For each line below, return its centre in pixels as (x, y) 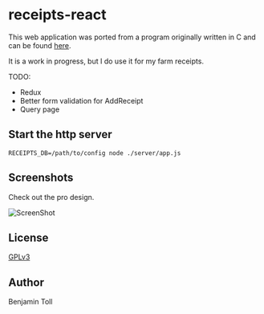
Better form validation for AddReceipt (81, 100)
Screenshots (41, 178)
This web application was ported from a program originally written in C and (132, 37)
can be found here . (40, 45)
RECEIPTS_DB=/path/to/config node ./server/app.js (95, 153)
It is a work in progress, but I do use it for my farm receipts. (106, 61)
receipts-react (57, 15)
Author (26, 282)
